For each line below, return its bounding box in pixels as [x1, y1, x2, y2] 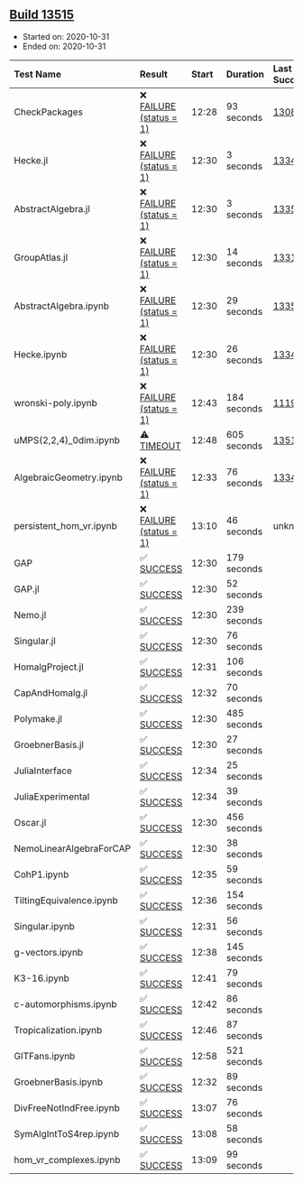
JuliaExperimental [14, 790, 90, 802]
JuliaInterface [14, 764, 72, 777]
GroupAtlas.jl [14, 251, 69, 263]
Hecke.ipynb [14, 347, 68, 360]
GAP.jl [14, 582, 40, 595]
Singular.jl [14, 634, 56, 647]
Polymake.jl [14, 712, 63, 725]
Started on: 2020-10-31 [22, 31, 110, 42]
